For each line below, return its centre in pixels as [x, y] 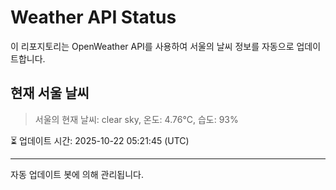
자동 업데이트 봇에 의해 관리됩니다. [77, 174]
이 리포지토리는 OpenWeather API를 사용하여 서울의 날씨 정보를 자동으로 [152, 46]
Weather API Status [93, 17]
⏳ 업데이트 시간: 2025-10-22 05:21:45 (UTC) [100, 140]
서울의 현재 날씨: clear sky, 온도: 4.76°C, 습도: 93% [136, 119]
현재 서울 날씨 [50, 93]
